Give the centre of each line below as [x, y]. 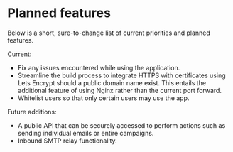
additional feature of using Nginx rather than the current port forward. [120, 90]
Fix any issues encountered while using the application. [99, 67]
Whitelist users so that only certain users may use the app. [103, 98]
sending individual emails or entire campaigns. [86, 133]
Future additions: [32, 112]
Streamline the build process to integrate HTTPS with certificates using [121, 75]
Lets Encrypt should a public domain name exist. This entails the [112, 82]
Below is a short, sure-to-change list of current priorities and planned [109, 33]
